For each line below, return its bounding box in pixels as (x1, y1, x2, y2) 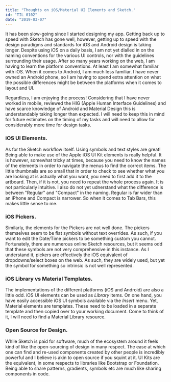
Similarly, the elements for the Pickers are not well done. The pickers (5, 225, 150, 231)
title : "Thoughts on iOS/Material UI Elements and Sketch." (5, 7, 136, 13)
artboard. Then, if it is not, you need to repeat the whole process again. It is (5, 179, 164, 185)
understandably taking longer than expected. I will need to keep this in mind (5, 111, 165, 117)
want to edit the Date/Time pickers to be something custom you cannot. (5, 235, 157, 241)
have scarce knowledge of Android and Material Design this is (5, 105, 136, 112)
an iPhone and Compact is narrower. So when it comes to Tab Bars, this (5, 195, 156, 201)
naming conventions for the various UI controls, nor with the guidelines (5, 52, 155, 59)
